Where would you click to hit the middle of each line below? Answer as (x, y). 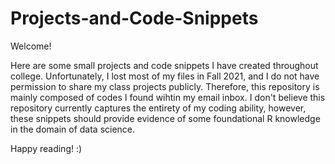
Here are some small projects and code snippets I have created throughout (164, 65)
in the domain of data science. (73, 129)
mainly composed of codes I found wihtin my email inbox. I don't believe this (168, 97)
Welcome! (31, 46)
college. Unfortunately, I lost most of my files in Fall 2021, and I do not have (165, 76)
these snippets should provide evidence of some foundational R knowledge (165, 118)
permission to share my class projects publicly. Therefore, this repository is (165, 86)
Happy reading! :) (46, 148)
